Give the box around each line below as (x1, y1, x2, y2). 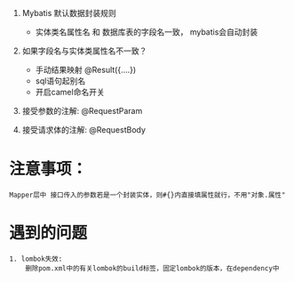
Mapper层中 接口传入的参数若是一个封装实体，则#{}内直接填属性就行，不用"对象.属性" (9, 190, 286, 199)
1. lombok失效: (9, 254, 63, 263)
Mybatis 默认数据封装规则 (21, 8, 117, 18)
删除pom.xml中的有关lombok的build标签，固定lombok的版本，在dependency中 (25, 263, 280, 273)
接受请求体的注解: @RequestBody (21, 125, 147, 135)
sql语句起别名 (35, 76, 86, 86)
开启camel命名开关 (35, 87, 105, 97)
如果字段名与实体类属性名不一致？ (21, 45, 147, 56)
